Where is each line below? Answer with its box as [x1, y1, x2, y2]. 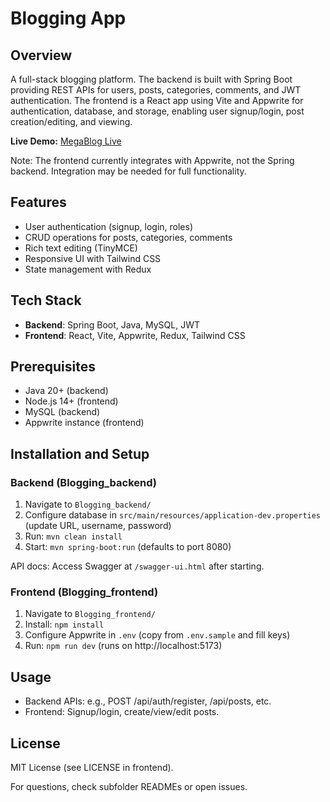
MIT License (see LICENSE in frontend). [10, 762, 174, 774]
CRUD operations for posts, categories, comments [24, 231, 233, 243]
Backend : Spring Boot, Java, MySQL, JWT [24, 318, 201, 331]
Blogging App [10, 7, 127, 30]
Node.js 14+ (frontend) [24, 395, 119, 407]
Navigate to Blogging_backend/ [24, 498, 152, 511]
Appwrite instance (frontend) [24, 417, 145, 429]
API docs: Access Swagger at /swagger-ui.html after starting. [10, 560, 265, 572]
